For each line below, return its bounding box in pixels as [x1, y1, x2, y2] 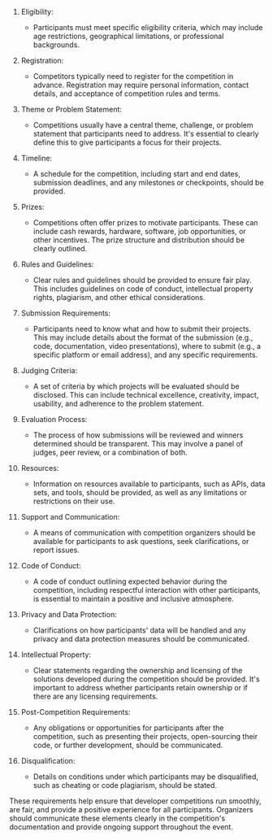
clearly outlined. [32, 244, 88, 253]
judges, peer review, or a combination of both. [32, 447, 188, 457]
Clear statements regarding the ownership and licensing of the [32, 666, 243, 675]
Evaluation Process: [20, 415, 88, 424]
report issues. [32, 545, 80, 555]
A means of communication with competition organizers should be [32, 528, 256, 538]
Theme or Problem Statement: [20, 105, 123, 114]
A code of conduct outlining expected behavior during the [32, 577, 227, 586]
